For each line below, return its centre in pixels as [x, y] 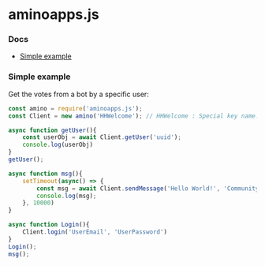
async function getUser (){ [52, 130]
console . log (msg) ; [67, 196]
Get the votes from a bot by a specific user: [79, 94]
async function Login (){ [49, 225]
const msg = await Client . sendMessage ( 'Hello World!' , [129, 188]
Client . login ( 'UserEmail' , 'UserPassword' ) [95, 232]
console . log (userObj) [58, 145]
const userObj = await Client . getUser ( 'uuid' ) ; [102, 137]
